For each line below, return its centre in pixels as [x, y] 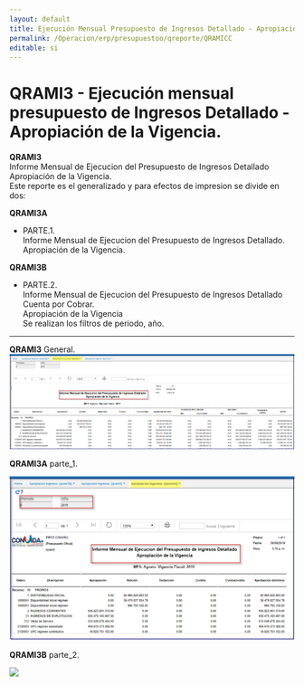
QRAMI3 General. [43, 349]
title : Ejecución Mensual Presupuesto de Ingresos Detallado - [131, 29]
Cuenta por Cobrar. [58, 304]
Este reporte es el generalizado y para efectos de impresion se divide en [145, 186]
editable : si [34, 48]
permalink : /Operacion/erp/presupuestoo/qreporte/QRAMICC [121, 38]
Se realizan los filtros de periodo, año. [93, 324]
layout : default [40, 19]
